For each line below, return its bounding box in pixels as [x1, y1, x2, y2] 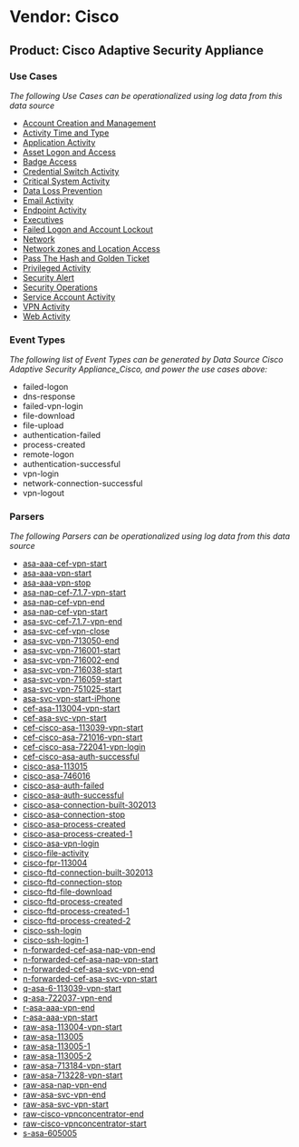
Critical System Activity [22, 175, 111, 186]
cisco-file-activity [22, 848, 89, 859]
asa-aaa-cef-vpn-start [22, 558, 107, 569]
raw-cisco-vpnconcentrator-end [22, 1109, 144, 1120]
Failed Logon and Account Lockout [22, 224, 154, 234]
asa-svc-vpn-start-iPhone [22, 693, 121, 704]
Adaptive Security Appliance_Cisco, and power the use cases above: [9, 364, 268, 374]
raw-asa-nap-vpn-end [22, 1080, 107, 1091]
